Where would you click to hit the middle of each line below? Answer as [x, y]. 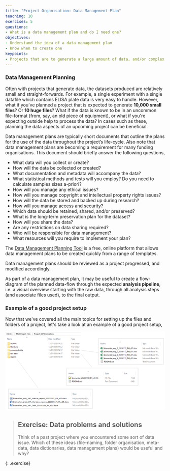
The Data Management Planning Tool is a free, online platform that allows [82, 248]
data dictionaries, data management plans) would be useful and [96, 448]
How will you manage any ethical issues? [56, 189]
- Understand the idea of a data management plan [59, 43]
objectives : [18, 38]
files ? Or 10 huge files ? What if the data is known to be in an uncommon [81, 110]
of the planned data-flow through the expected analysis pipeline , [92, 284]
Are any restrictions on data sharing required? [61, 227]
